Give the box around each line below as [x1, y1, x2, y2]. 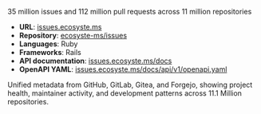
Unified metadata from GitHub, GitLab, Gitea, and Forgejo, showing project [7, 80, 253, 89]
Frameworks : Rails [18, 48, 81, 57]
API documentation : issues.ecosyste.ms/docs [18, 56, 172, 65]
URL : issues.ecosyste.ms [18, 22, 102, 31]
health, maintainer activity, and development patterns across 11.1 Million [7, 88, 243, 98]
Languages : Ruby [18, 39, 78, 49]
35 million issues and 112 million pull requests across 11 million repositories [7, 7, 252, 16]
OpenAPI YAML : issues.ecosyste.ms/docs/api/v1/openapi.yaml [18, 65, 227, 74]
